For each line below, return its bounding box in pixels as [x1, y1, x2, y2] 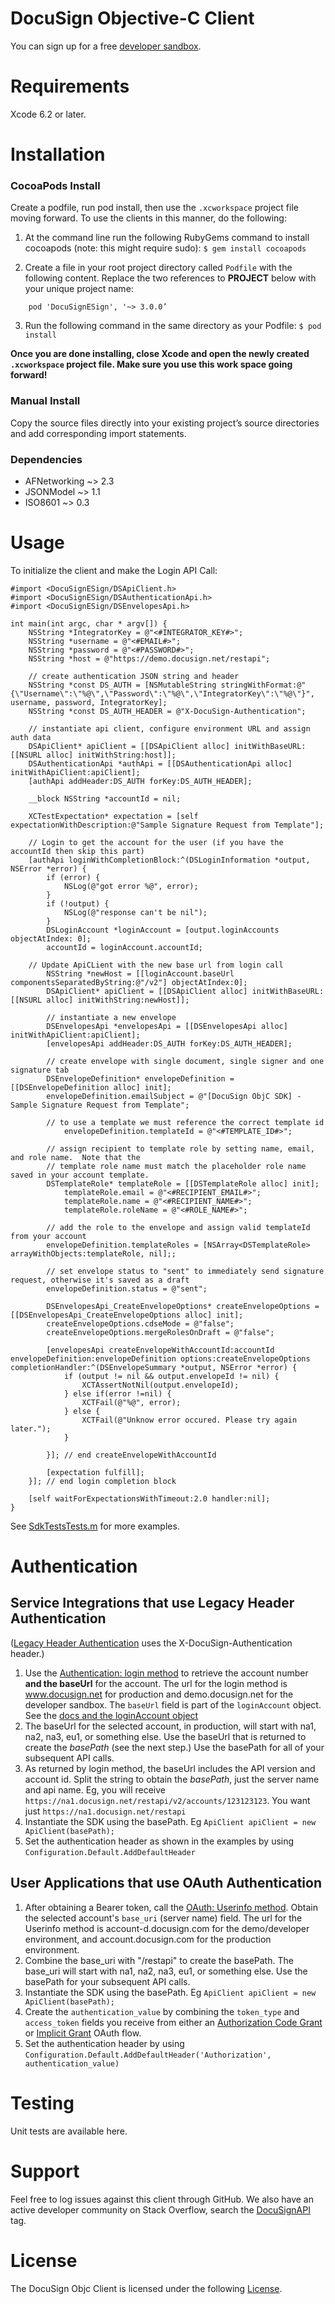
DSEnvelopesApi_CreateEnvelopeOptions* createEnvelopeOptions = [46, 1301, 320, 1311]
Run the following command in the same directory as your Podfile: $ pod [24, 320, 322, 332]
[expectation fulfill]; [46, 1467, 145, 1477]
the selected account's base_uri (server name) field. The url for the [24, 1912, 303, 1924]
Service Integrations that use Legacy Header [10, 1595, 295, 1612]
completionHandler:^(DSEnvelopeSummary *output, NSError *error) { [10, 1362, 298, 1372]
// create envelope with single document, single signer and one [46, 1056, 325, 1066]
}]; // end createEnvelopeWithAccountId [46, 1450, 217, 1460]
